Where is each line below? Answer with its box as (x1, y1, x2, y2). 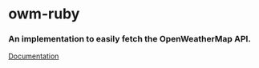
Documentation (8, 51, 59, 61)
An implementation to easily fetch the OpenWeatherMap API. (8, 34, 251, 45)
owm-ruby (8, 5, 80, 23)
